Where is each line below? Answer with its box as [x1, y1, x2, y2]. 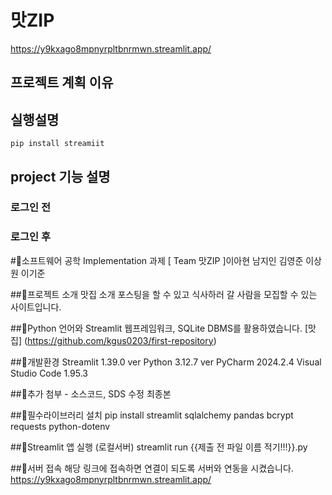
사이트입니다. [10, 301, 62, 313]
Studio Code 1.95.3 [10, 367, 88, 379]
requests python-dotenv [10, 420, 111, 432]
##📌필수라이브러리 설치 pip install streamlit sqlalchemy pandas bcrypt [10, 409, 294, 421]
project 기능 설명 [10, 168, 111, 185]
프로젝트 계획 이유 [10, 74, 114, 91]
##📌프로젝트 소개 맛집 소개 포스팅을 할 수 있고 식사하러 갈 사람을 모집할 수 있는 [10, 288, 318, 300]
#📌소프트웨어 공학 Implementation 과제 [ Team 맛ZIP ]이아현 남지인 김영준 [10, 254, 304, 266]
